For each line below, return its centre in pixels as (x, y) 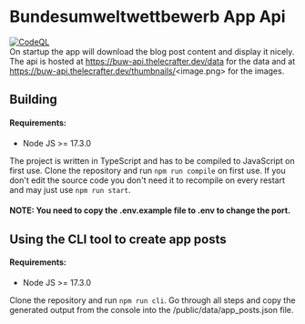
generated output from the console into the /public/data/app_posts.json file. (152, 309)
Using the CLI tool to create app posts (118, 239)
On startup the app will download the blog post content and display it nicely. (152, 51)
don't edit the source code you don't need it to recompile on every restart (147, 180)
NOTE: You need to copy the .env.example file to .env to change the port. (150, 210)
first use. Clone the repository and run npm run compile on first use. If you (148, 170)
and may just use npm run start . (70, 189)
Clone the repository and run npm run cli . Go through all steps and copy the (152, 300)
